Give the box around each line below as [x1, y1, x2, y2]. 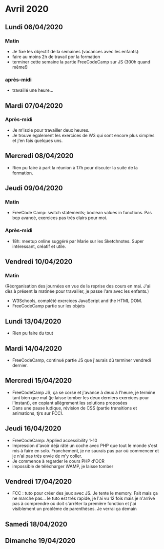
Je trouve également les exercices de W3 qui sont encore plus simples [12, 132, 155, 138]
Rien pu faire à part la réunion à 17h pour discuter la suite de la [12, 164, 138, 170]
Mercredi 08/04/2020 [5, 152, 74, 160]
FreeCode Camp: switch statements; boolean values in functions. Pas [12, 210, 152, 216]
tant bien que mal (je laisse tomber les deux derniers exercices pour [12, 394, 149, 401]
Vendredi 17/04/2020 [5, 477, 72, 486]
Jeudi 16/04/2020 [5, 425, 61, 433]
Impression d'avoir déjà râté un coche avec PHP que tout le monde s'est [12, 443, 158, 448]
